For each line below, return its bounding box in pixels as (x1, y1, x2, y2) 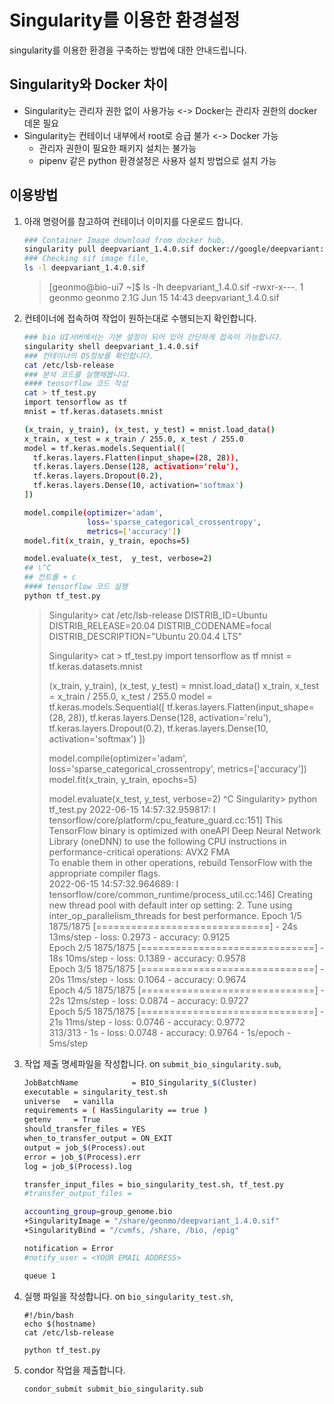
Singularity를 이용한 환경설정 (9, 9, 241, 32)
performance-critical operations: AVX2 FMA (48, 846, 231, 858)
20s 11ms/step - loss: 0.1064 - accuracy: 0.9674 (48, 973, 247, 985)
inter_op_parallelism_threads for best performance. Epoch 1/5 (48, 909, 302, 921)
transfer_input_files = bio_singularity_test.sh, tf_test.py (23, 1179, 285, 1190)
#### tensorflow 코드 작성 (23, 379, 129, 389)
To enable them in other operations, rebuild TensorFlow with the (48, 856, 313, 868)
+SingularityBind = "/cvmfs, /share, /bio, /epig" (23, 1226, 240, 1236)
